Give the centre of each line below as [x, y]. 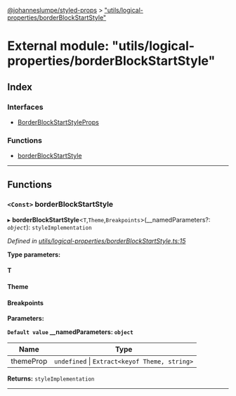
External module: [58, 46]
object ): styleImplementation [50, 227]
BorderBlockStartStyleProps [58, 122]
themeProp [29, 362]
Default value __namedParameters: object [70, 332]
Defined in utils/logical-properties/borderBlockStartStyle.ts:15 [97, 241]
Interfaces [25, 107]
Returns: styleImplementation [51, 378]
